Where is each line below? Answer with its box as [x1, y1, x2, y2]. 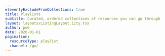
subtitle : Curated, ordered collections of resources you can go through [5, 16, 161, 21]
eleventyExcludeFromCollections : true [5, 7, 85, 12]
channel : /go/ [9, 43, 39, 48]
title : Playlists [5, 12, 41, 17]
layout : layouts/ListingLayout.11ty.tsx [5, 20, 90, 26]
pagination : [5, 35, 30, 39]
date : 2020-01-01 [5, 30, 41, 35]
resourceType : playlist [9, 39, 58, 44]
